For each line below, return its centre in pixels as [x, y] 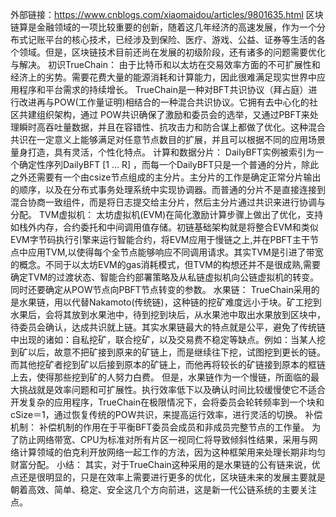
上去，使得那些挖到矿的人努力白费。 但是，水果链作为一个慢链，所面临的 [160, 377]
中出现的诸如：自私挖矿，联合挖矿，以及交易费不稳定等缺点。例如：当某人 [163, 339]
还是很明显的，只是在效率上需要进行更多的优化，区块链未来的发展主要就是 [172, 477]
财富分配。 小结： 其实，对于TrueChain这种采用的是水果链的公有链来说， [161, 464]
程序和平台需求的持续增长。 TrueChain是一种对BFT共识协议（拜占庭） [163, 89]
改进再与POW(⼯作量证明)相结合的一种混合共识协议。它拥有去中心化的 [164, 102]
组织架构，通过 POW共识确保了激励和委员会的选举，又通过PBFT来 [173, 114]
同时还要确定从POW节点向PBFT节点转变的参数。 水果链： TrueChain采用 [161, 289]
